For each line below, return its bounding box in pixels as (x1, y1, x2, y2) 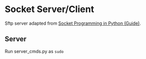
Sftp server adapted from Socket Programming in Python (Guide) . (5, 20, 141, 26)
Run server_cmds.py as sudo (5, 48, 64, 54)
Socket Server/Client (5, 4, 94, 15)
